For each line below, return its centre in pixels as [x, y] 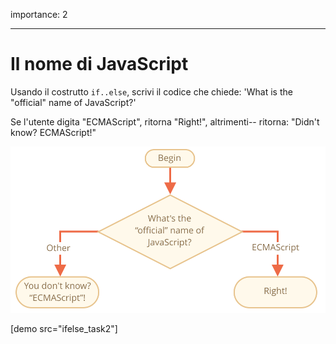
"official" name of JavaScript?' [73, 102]
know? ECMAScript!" [53, 132]
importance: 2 [39, 14]
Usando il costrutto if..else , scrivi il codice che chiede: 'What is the [151, 91]
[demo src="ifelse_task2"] [64, 329]
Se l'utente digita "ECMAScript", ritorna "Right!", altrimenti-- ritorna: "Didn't [165, 121]
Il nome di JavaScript [99, 64]
